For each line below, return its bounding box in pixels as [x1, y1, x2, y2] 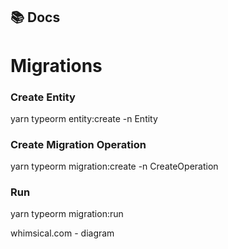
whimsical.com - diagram [10, 227, 115, 239]
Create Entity [10, 90, 76, 104]
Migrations [10, 54, 103, 77]
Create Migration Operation [10, 137, 147, 151]
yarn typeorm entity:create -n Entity [10, 112, 158, 124]
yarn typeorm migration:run [10, 208, 124, 220]
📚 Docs [10, 9, 61, 26]
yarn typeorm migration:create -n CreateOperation [10, 160, 219, 173]
